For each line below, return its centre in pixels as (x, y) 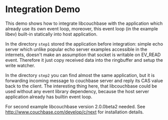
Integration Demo (43, 9)
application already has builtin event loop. (49, 97)
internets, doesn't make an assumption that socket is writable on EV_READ (83, 55)
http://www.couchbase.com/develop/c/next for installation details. (75, 112)
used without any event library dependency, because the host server (77, 91)
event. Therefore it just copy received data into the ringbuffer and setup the (84, 60)
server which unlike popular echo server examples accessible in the (76, 49)
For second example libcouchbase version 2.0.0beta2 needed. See (75, 106)
